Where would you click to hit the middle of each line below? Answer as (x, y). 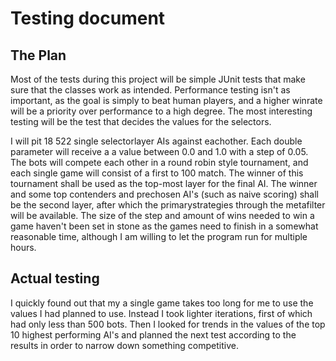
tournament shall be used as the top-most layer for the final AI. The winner (164, 183)
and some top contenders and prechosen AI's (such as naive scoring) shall (164, 194)
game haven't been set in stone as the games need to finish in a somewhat (164, 226)
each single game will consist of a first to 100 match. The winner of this (157, 173)
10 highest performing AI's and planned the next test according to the (153, 334)
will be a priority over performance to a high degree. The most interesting (161, 111)
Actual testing (55, 278)
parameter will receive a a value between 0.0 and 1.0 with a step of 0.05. (159, 151)
